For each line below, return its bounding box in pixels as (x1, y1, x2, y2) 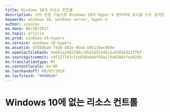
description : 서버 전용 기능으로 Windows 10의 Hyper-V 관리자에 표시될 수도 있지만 (5, 12, 165, 17)
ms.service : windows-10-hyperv (5, 41, 72, 46)
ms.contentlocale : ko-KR (5, 64, 58, 69)
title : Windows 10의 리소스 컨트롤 (5, 7, 73, 13)
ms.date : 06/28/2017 (5, 26, 49, 31)
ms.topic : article (5, 31, 44, 36)
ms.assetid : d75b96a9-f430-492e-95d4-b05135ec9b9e (5, 45, 115, 50)
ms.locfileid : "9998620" (5, 73, 58, 79)
